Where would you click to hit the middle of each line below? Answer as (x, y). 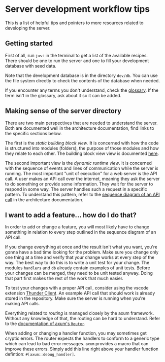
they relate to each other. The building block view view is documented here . (82, 153)
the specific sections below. (33, 133)
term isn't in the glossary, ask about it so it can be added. (63, 95)
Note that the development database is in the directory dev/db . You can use (82, 75)
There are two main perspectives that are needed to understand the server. (82, 123)
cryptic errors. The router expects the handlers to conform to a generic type (82, 338)
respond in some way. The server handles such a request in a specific (76, 189)
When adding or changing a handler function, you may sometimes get (76, 333)
